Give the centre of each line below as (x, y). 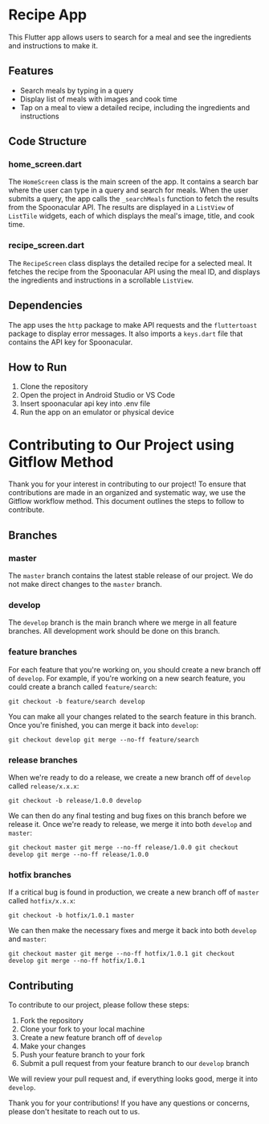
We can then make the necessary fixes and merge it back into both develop (132, 931)
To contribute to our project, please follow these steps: (99, 1005)
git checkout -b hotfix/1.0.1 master (71, 915)
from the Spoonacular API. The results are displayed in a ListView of (121, 208)
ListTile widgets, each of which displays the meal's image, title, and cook (132, 216)
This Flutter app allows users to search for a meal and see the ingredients (130, 37)
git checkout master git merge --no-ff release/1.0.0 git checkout (124, 847)
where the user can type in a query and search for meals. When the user (128, 190)
